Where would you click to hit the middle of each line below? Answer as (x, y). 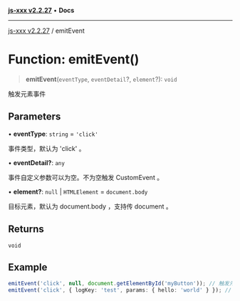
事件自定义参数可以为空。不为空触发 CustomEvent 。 (85, 177)
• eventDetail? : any (36, 162)
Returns (26, 229)
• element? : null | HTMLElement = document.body (78, 191)
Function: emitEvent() (74, 59)
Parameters (35, 117)
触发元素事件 (27, 94)
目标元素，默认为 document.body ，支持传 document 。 (90, 206)
